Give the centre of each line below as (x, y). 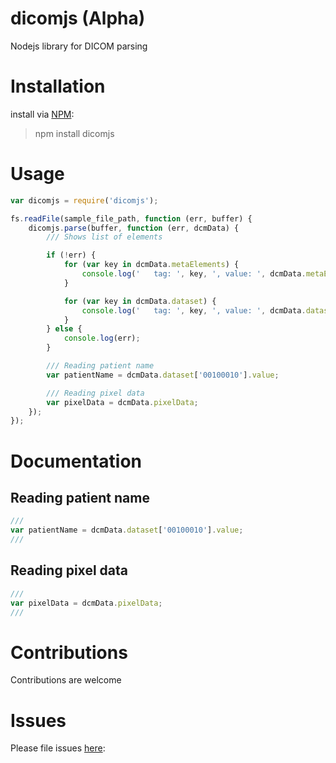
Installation (58, 86)
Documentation (76, 461)
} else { (64, 329)
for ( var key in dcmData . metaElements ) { (151, 265)
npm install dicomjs (74, 133)
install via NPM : (42, 114)
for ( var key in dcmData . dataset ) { (140, 301)
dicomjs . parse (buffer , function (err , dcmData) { (134, 228)
